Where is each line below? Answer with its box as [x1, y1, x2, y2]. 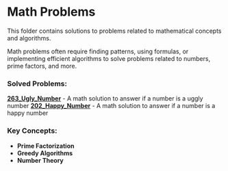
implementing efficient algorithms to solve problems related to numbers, [7, 54, 211, 62]
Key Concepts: [7, 126, 58, 135]
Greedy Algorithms [16, 148, 73, 157]
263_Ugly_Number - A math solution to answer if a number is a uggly [7, 94, 203, 103]
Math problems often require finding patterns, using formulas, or [7, 47, 189, 55]
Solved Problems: [7, 79, 67, 88]
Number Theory [16, 156, 64, 164]
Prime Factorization [16, 142, 75, 150]
